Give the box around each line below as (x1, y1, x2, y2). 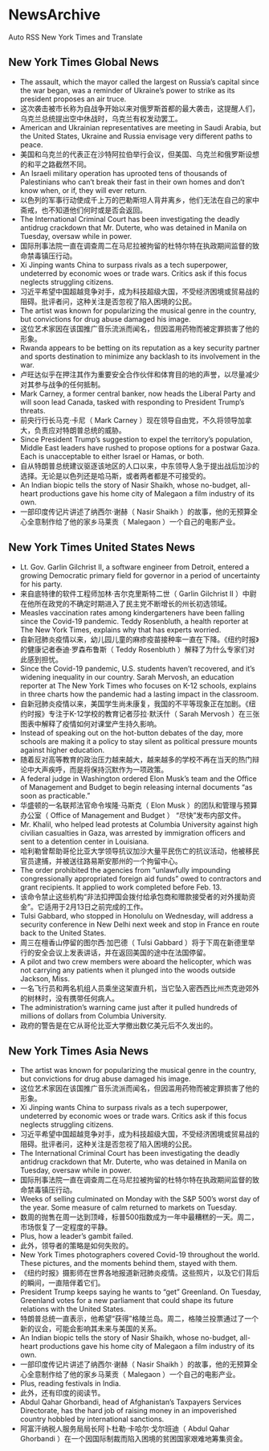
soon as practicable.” (19, 791, 91, 800)
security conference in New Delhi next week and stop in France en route (19, 919, 259, 929)
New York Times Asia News (8, 1044, 149, 1058)
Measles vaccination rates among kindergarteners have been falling (19, 607, 245, 617)
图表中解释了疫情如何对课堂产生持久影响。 (19, 718, 161, 729)
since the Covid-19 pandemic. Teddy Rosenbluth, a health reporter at (19, 616, 249, 626)
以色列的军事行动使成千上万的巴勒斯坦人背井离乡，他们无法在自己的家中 (19, 195, 259, 204)
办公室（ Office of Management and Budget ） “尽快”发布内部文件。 (19, 810, 247, 820)
